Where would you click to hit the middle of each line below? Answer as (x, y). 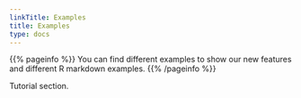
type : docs (30, 34)
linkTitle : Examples (48, 17)
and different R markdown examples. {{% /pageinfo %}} (113, 69)
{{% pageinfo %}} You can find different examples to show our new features (150, 60)
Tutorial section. (39, 86)
